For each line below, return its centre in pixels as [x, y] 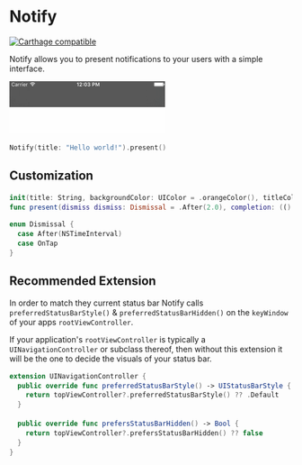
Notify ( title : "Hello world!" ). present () [88, 147]
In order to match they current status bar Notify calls [107, 303]
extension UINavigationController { [78, 376]
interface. [27, 68]
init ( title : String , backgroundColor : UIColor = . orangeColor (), [134, 197]
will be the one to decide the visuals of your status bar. [111, 359]
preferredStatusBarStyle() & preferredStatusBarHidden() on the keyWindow [149, 312]
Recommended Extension [83, 281]
